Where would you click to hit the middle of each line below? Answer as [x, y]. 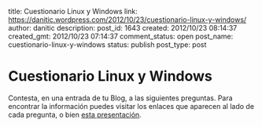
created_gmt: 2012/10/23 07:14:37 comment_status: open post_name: [121, 36]
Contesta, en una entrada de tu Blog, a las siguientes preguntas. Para [121, 98]
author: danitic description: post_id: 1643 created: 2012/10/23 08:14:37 [123, 28]
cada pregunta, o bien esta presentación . [75, 114]
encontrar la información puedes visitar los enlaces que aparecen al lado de [131, 106]
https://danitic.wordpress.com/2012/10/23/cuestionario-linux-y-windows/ [127, 20]
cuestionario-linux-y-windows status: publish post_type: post [107, 45]
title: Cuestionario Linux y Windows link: [73, 11]
